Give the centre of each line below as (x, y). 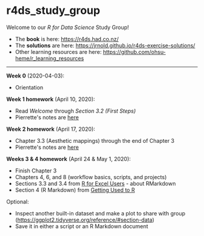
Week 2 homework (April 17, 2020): (51, 129)
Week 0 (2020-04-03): (36, 76)
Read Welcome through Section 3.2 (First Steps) (75, 111)
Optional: (18, 202)
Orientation (29, 87)
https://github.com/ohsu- (134, 51)
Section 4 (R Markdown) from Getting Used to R (75, 190)
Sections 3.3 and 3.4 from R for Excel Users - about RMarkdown (95, 183)
